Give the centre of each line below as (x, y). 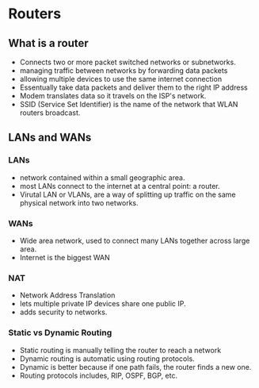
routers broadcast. (50, 113)
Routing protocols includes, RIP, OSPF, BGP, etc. (99, 375)
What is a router (48, 43)
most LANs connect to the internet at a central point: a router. (120, 186)
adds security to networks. (63, 312)
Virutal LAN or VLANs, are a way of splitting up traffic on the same (128, 194)
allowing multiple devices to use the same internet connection (121, 79)
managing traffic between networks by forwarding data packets (124, 71)
